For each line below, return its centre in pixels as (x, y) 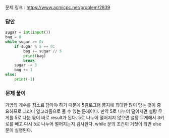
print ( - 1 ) (25, 80)
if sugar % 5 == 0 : (35, 46)
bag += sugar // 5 (43, 51)
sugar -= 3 (26, 65)
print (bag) (35, 56)
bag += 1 (23, 70)
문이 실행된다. (19, 130)
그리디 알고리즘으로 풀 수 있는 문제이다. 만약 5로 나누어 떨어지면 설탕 (90, 111)
